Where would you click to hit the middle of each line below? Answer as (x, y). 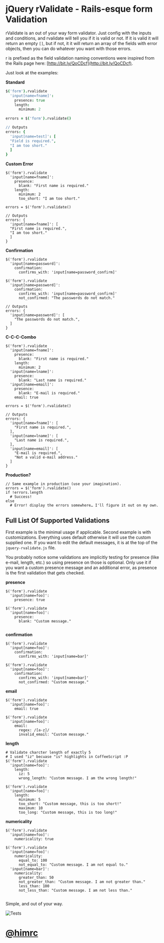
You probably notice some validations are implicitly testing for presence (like (82, 557)
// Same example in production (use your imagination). (63, 484)
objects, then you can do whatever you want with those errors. (69, 48)
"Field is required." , (33, 141)
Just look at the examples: (32, 72)
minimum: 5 (30, 800)
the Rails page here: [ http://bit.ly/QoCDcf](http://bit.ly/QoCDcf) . (69, 63)
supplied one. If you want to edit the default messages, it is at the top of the (82, 542)
